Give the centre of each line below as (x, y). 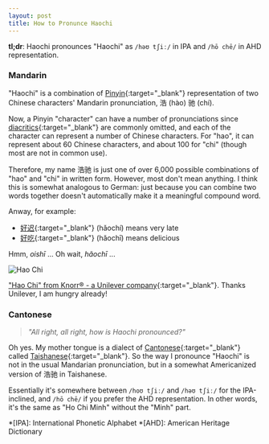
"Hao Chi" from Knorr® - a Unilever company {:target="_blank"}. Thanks (127, 285)
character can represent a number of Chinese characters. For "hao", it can (131, 136)
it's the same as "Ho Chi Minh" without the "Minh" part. (100, 408)
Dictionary (25, 432)
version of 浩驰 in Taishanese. (58, 374)
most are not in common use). (58, 153)
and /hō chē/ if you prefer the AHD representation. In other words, (148, 399)
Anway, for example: (42, 211)
